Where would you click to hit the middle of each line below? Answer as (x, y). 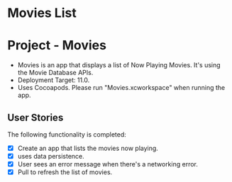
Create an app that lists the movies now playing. (88, 148)
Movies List (42, 13)
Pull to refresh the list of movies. (65, 172)
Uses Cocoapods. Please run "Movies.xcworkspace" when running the (121, 88)
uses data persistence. (51, 156)
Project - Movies (57, 46)
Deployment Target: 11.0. (54, 80)
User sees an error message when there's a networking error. (108, 164)
